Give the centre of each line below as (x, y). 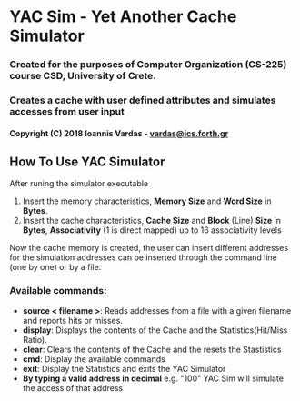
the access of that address (73, 387)
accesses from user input (67, 112)
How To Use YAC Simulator (87, 162)
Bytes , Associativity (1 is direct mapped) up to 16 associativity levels (152, 230)
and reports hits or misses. (72, 320)
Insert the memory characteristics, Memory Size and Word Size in (147, 201)
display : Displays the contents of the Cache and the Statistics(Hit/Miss (155, 330)
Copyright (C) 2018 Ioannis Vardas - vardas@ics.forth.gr (119, 133)
